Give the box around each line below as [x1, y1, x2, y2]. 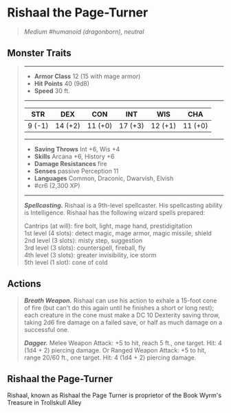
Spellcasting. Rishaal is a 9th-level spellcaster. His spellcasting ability [23, 201, 223, 209]
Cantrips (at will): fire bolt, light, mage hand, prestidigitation [23, 222, 192, 230]
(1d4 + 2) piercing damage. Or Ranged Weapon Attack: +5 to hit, [23, 346, 206, 354]
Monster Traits [7, 47, 72, 59]
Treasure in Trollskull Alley [7, 399, 82, 407]
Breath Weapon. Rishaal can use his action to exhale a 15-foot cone [23, 296, 217, 305]
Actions [7, 278, 41, 290]
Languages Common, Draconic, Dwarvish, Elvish [34, 174, 174, 182]
